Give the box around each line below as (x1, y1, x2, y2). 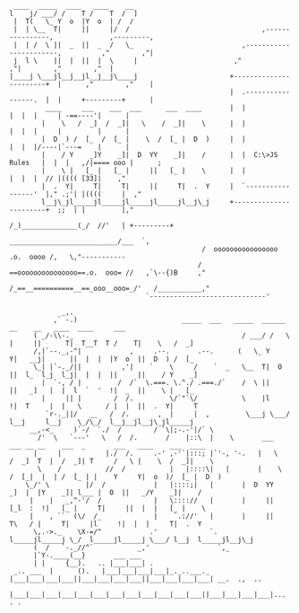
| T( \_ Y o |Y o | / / (13, 17, 134, 26)
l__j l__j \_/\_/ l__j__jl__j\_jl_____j (9, 417, 194, 426)
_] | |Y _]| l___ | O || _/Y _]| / (9, 488, 202, 497)
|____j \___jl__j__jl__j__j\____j (9, 72, 139, 81)
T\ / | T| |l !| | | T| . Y (9, 520, 202, 529)
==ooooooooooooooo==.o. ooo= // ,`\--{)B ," (9, 268, 206, 277)
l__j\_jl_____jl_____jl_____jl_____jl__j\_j (41, 197, 210, 206)
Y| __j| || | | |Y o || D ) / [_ (9, 355, 194, 363)
